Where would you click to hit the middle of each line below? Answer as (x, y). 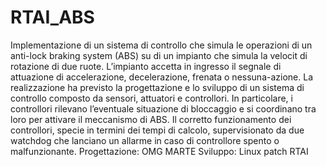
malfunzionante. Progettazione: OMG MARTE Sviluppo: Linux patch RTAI (159, 151)
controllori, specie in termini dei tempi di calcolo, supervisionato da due (157, 130)
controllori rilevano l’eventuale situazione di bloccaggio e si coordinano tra (163, 108)
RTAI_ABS (52, 17)
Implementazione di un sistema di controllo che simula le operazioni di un (161, 45)
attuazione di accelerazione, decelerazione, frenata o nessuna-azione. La (161, 77)
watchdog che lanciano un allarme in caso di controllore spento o (145, 140)
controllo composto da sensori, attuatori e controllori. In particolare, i (151, 98)
